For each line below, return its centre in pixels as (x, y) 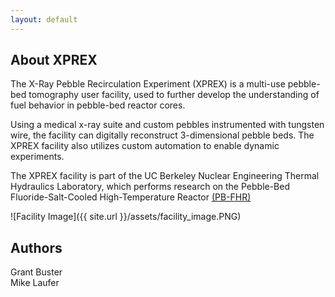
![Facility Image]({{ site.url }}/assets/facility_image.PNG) (126, 217)
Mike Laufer (35, 283)
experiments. (37, 157)
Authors (36, 247)
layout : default (44, 19)
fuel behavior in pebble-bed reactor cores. (98, 105)
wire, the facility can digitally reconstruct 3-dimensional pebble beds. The (162, 135)
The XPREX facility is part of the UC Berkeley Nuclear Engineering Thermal (165, 176)
